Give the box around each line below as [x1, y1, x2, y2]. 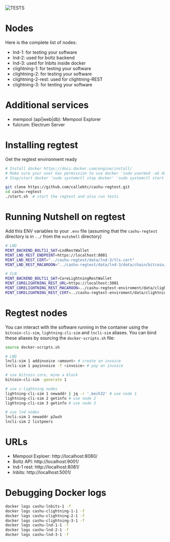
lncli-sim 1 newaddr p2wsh [5, 415, 62, 420]
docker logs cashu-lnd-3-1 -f [5, 532, 69, 537]
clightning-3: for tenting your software [12, 81, 93, 87]
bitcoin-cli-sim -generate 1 [5, 377, 67, 382]
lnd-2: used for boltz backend [12, 54, 75, 60]
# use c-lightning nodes [5, 386, 58, 391]
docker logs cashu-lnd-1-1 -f [5, 523, 69, 528]
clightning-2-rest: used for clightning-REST [12, 76, 103, 82]
